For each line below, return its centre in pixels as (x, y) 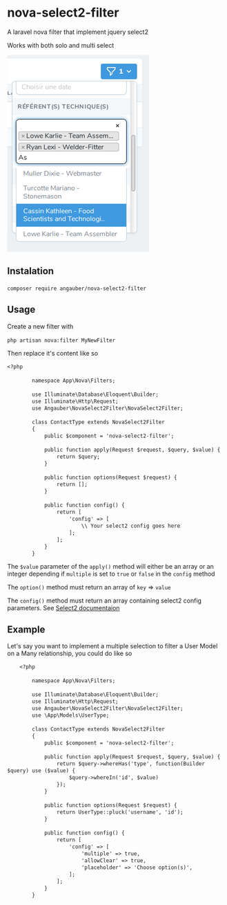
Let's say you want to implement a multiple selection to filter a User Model (112, 646)
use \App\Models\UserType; (71, 715)
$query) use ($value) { (41, 771)
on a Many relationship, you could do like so (70, 653)
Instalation (30, 271)
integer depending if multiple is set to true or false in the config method (111, 574)
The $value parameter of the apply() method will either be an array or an (110, 566)
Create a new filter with (40, 326)
